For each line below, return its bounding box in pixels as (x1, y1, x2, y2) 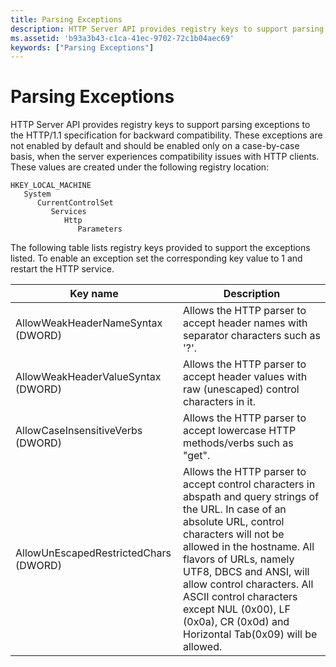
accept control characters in (183, 477, 316, 491)
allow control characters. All (183, 577, 314, 591)
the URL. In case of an (183, 502, 287, 516)
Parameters (77, 224, 123, 235)
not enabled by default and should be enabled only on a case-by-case (10, 140, 300, 152)
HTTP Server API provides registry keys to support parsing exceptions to (10, 119, 311, 131)
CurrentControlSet (36, 198, 114, 208)
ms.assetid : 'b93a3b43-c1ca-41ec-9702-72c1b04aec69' (10, 33, 235, 43)
